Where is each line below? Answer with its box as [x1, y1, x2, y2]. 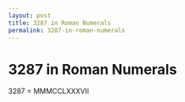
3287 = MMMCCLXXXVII [8, 86, 89, 96]
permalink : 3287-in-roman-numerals [8, 26, 126, 34]
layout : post [8, 11, 51, 20]
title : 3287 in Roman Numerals [8, 19, 111, 27]
